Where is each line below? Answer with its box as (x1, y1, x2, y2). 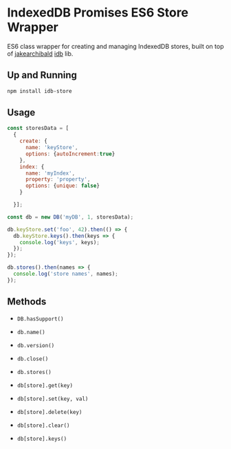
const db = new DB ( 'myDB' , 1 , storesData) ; (7, 213, 134, 221)
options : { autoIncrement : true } (25, 150, 115, 157)
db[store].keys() (16, 435, 67, 442)
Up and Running (7, 69, 78, 81)
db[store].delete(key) (16, 408, 82, 415)
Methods (7, 296, 47, 307)
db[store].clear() (16, 421, 70, 429)
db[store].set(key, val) (16, 395, 89, 402)
